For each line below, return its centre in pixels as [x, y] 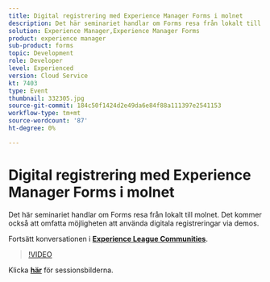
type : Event [28, 91]
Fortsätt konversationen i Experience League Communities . [108, 238]
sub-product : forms [41, 46]
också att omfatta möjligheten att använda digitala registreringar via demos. [134, 223]
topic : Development [41, 53]
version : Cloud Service [48, 76]
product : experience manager [57, 38]
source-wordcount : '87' [48, 121]
